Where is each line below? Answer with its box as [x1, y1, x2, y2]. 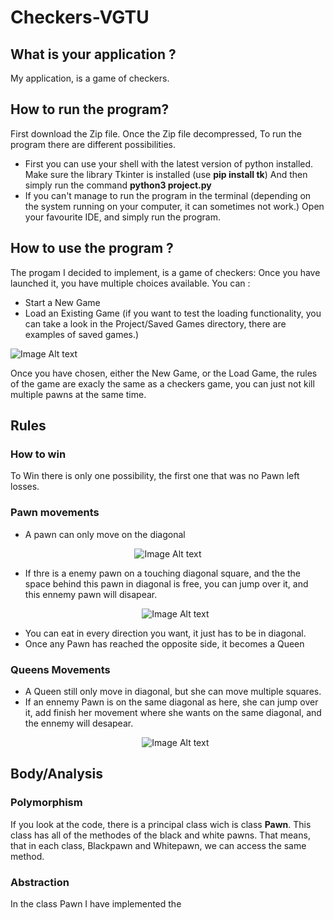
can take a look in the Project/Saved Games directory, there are [24, 317, 287, 330]
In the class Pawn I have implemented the [10, 897, 182, 910]
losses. [10, 481, 40, 493]
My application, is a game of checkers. [10, 72, 170, 84]
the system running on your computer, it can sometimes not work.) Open [24, 200, 325, 212]
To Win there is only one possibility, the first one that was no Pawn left [10, 470, 300, 482]
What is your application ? [10, 46, 177, 63]
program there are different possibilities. [10, 138, 177, 150]
